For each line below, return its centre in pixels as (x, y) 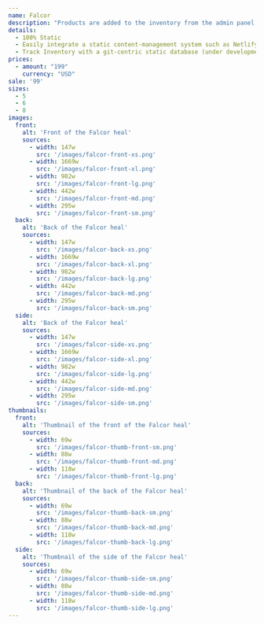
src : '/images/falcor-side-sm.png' (95, 403)
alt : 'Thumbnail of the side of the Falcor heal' (105, 557)
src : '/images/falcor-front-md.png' (96, 198)
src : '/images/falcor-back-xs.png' (95, 249)
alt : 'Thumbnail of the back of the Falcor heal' (105, 491)
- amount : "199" (42, 67)
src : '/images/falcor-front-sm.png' (96, 213)
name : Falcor (29, 15)
